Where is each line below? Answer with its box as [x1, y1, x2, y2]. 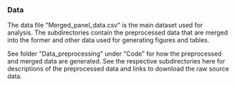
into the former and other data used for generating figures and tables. [7, 36, 210, 44]
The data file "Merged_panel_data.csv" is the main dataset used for [7, 21, 203, 30]
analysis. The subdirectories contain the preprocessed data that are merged [7, 28, 228, 37]
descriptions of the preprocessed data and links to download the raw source [7, 65, 230, 73]
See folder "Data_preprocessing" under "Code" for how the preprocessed [7, 49, 222, 58]
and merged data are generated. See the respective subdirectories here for [7, 57, 225, 66]
